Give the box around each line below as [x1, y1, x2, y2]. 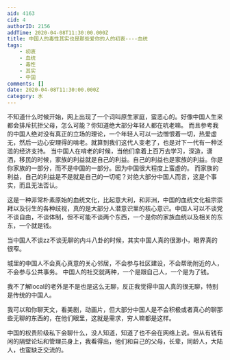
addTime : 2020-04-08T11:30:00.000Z [7, 29, 109, 36]
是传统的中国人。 [7, 291, 55, 299]
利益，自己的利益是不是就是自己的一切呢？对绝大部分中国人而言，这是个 [7, 173, 211, 180]
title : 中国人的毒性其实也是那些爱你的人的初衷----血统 [7, 36, 149, 43]
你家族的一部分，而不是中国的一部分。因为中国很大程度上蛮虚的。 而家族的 [7, 164, 219, 172]
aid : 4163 [7, 10, 36, 17]
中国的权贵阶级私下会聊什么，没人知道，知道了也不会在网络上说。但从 [7, 328, 205, 337]
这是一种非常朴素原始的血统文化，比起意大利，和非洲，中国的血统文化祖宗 [7, 196, 217, 204]
